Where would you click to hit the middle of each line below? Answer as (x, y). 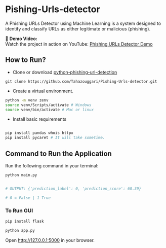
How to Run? (26, 60)
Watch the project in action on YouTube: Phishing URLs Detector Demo (79, 44)
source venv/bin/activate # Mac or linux (50, 110)
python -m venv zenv (27, 100)
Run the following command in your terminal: (52, 165)
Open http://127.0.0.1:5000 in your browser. (50, 240)
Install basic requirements (39, 119)
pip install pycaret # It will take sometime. (55, 138)
